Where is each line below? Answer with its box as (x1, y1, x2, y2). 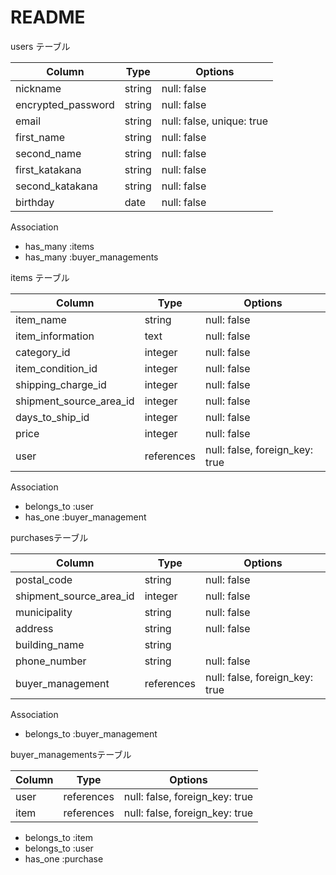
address (15, 621, 54, 635)
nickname (15, 81, 62, 95)
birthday (15, 195, 55, 209)
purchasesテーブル (10, 531, 89, 543)
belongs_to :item (24, 831, 94, 843)
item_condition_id (15, 361, 98, 375)
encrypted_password (15, 97, 115, 111)
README (10, 6, 86, 29)
